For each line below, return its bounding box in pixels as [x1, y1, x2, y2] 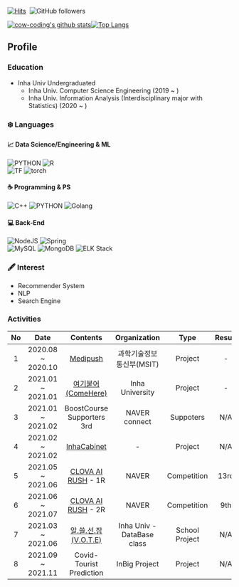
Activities [7, 314, 41, 324]
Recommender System [17, 281, 85, 290]
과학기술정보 [117, 349, 158, 359]
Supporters [67, 412, 105, 422]
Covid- [74, 550, 99, 560]
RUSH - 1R [67, 475, 105, 485]
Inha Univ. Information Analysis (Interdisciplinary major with [28, 93, 203, 102]
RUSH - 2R [67, 504, 105, 514]
